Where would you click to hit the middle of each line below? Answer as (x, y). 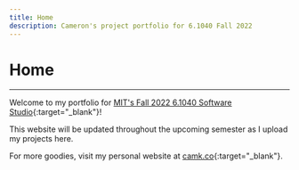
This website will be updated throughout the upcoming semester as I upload (149, 129)
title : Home (31, 17)
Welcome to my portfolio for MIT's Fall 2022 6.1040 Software (121, 102)
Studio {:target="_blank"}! (56, 112)
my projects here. (41, 139)
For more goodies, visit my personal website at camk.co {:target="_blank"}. (146, 156)
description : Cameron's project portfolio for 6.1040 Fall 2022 (131, 26)
